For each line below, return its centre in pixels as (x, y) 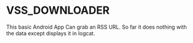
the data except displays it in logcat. (51, 33)
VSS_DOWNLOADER (58, 10)
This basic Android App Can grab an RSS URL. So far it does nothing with (96, 27)
